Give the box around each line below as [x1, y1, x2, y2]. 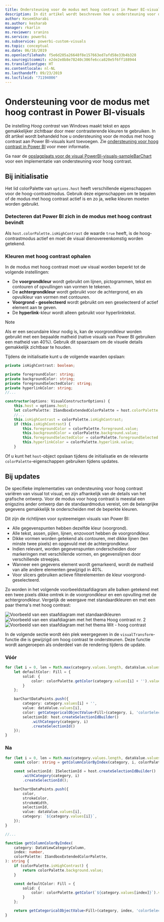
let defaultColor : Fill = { [14, 670, 71, 674]
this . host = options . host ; [14, 403, 69, 408]
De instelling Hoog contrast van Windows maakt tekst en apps [5, 123, 130, 128]
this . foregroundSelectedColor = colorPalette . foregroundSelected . [22, 435, 161, 440]
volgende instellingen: [5, 269, 50, 275]
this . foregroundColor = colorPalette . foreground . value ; [22, 426, 139, 431]
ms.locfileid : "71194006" [5, 75, 58, 80]
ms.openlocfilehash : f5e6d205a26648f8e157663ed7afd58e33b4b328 [5, 52, 137, 58]
